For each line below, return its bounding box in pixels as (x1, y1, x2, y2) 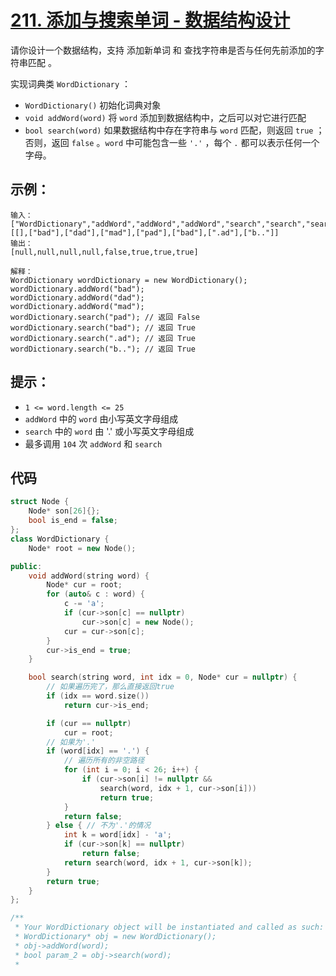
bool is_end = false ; (28, 516, 118, 526)
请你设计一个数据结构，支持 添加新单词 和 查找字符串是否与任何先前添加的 (10, 44, 316, 56)
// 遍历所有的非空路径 (63, 756, 145, 766)
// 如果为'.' (46, 737, 96, 747)
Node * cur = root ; (46, 580, 123, 590)
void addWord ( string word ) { (28, 571, 150, 581)
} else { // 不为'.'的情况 (46, 821, 152, 831)
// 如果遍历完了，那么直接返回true (46, 682, 175, 692)
